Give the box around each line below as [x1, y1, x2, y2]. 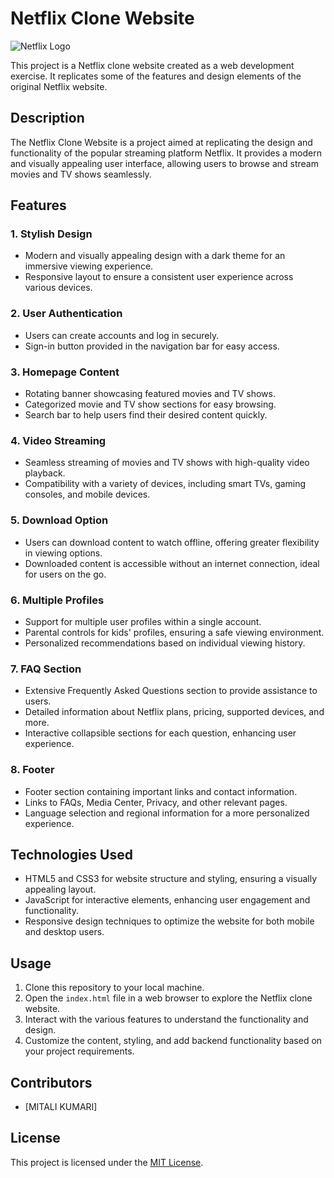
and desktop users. [24, 926, 105, 938]
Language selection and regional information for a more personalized [24, 807, 310, 819]
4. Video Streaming [10, 433, 107, 447]
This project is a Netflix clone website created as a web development [10, 59, 295, 71]
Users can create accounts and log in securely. [24, 329, 220, 341]
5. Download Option [10, 513, 109, 527]
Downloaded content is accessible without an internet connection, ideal [24, 557, 320, 569]
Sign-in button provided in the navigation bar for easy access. [24, 340, 280, 352]
